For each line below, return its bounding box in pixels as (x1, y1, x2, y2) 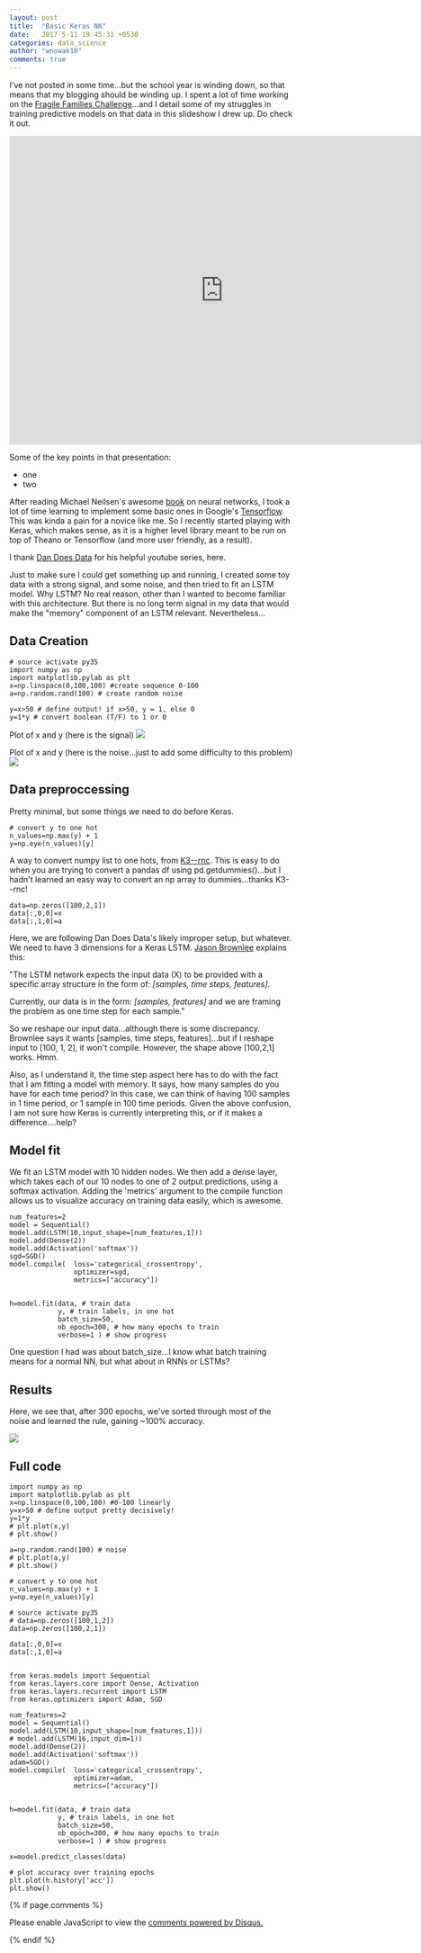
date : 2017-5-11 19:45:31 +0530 (9, 30, 139, 39)
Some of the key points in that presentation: (9, 452, 172, 462)
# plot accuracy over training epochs (9, 1868, 155, 1877)
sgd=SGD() (9, 1252, 47, 1261)
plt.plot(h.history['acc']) (9, 1877, 115, 1886)
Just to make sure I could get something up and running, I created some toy (9, 569, 291, 580)
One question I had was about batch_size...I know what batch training (9, 1347, 267, 1357)
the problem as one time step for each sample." (9, 1005, 185, 1017)
